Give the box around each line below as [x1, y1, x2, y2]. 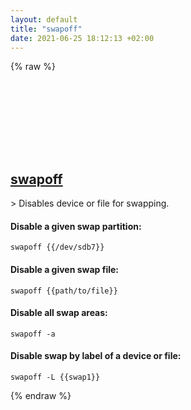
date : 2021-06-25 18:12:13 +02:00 [10, 33, 155, 43]
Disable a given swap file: [10, 263, 120, 275]
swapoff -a [10, 329, 56, 339]
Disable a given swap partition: [10, 220, 142, 232]
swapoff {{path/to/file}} [10, 286, 118, 296]
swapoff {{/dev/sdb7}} [10, 242, 105, 253]
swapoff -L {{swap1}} [10, 372, 101, 382]
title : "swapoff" [10, 24, 83, 34]
